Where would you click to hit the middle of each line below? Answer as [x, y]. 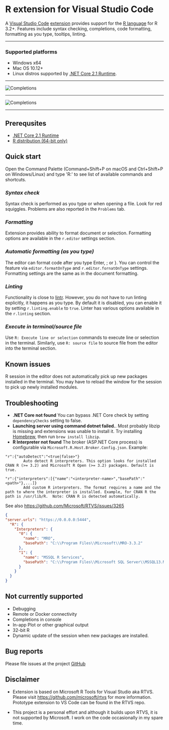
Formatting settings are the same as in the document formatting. [72, 273]
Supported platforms [31, 52]
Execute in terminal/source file [44, 326]
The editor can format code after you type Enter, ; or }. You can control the [82, 262]
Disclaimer [22, 680]
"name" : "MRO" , [39, 539]
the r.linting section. [28, 314]
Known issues [28, 364]
